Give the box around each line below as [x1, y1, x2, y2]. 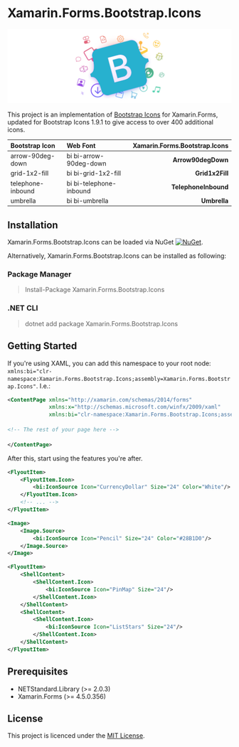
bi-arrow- [73, 151, 105, 161]
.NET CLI [7, 303, 38, 313]
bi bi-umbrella [66, 196, 109, 205]
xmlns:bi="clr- [7, 367, 53, 375]
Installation [7, 219, 58, 231]
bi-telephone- [73, 179, 117, 188]
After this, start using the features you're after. [7, 453, 144, 463]
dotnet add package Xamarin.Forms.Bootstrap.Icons [24, 319, 179, 328]
